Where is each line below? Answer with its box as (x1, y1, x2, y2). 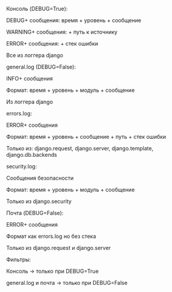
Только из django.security (6, 198, 72, 205)
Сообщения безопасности (6, 174, 74, 181)
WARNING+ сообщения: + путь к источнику (6, 28, 118, 35)
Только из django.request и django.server (6, 245, 111, 251)
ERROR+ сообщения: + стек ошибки (6, 40, 98, 47)
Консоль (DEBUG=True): (6, 5, 68, 12)
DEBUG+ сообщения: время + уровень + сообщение (6, 17, 141, 23)
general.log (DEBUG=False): (6, 63, 76, 70)
